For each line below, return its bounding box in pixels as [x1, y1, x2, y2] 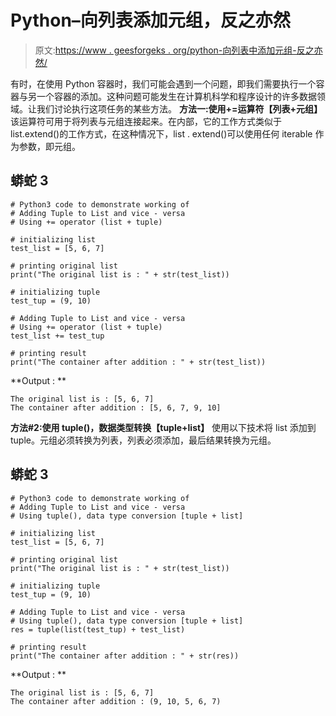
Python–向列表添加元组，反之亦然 [10, 9, 291, 32]
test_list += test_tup [10, 331, 105, 341]
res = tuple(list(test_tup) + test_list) [10, 624, 186, 635]
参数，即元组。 [18, 140, 81, 152]
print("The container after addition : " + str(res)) [10, 651, 240, 661]
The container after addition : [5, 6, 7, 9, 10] [10, 402, 222, 413]
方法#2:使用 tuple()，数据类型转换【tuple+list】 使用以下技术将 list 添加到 [10, 421, 317, 433]
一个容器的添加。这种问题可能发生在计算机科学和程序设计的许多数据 [36, 90, 317, 102]
